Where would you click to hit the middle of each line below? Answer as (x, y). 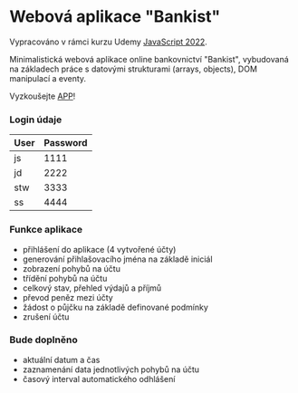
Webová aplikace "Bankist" (115, 17)
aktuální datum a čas (61, 359)
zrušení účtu (46, 316)
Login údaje (36, 120)
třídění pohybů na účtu (65, 278)
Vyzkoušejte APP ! (43, 96)
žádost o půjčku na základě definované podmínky (115, 307)
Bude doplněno (44, 340)
